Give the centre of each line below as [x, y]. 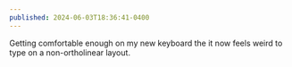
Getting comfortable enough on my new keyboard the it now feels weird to [146, 43]
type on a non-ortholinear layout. [70, 52]
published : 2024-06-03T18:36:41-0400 [79, 17]
